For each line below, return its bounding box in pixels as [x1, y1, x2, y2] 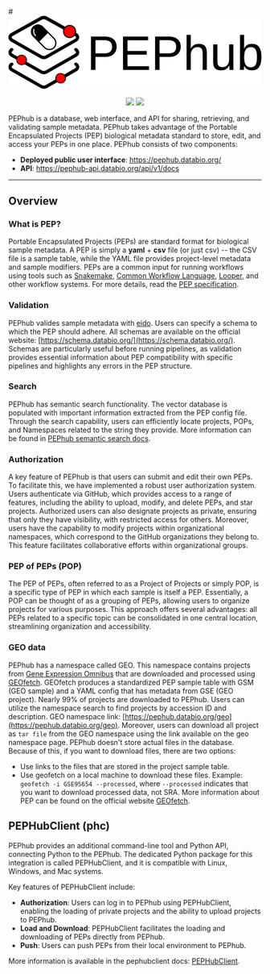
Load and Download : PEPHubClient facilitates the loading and [19, 923, 226, 933]
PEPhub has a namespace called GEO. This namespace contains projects [8, 660, 251, 670]
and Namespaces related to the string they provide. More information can [8, 425, 252, 435]
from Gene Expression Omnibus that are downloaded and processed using [8, 668, 256, 678]
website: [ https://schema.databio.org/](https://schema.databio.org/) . [8, 335, 235, 345]
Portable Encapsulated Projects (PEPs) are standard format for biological [8, 237, 249, 247]
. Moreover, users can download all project [117, 720, 260, 730]
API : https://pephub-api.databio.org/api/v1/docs [19, 163, 179, 173]
